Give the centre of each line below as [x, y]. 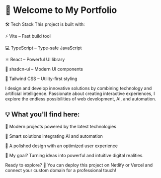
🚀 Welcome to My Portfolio [61, 10]
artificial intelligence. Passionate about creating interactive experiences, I [80, 93]
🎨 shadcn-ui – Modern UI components [44, 69]
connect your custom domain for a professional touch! [61, 170]
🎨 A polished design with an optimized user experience [62, 146]
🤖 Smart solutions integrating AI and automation [54, 136]
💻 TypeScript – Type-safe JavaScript [43, 48]
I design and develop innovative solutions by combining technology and [79, 88]
